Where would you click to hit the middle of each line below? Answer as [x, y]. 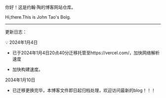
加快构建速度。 [27, 69]
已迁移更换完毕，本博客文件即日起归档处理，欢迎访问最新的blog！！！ [84, 90]
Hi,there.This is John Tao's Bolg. [38, 17]
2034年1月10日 [20, 80]
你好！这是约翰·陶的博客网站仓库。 [41, 7]
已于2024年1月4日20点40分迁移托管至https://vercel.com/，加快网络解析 [86, 53]
